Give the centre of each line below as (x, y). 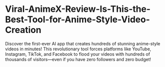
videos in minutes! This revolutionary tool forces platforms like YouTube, (78, 49)
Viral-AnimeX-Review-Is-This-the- (78, 9)
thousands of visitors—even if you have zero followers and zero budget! (78, 59)
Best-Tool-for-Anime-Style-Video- (78, 19)
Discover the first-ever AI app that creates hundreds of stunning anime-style (83, 43)
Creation (23, 30)
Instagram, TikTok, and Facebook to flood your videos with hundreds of (78, 54)
